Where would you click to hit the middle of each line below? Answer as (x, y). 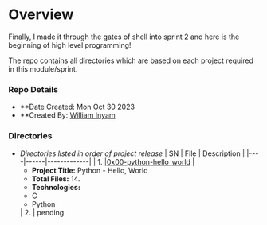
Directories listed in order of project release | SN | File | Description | (132, 153)
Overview (41, 15)
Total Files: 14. (56, 178)
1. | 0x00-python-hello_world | (146, 161)
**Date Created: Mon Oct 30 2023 (77, 107)
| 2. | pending (42, 212)
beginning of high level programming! (70, 45)
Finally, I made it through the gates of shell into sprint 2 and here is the (124, 37)
